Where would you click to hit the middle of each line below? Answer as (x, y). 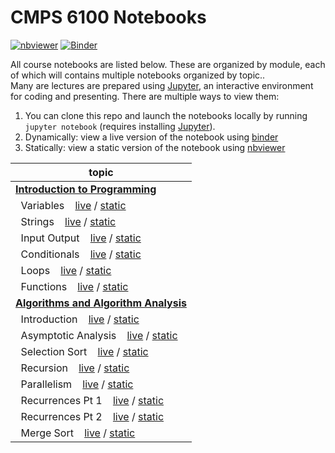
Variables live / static (73, 205)
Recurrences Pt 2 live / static (92, 416)
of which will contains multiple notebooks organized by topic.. (138, 75)
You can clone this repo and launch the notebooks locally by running (166, 115)
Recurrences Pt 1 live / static (92, 400)
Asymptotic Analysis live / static (99, 335)
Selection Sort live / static (84, 351)
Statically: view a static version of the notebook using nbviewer (155, 147)
